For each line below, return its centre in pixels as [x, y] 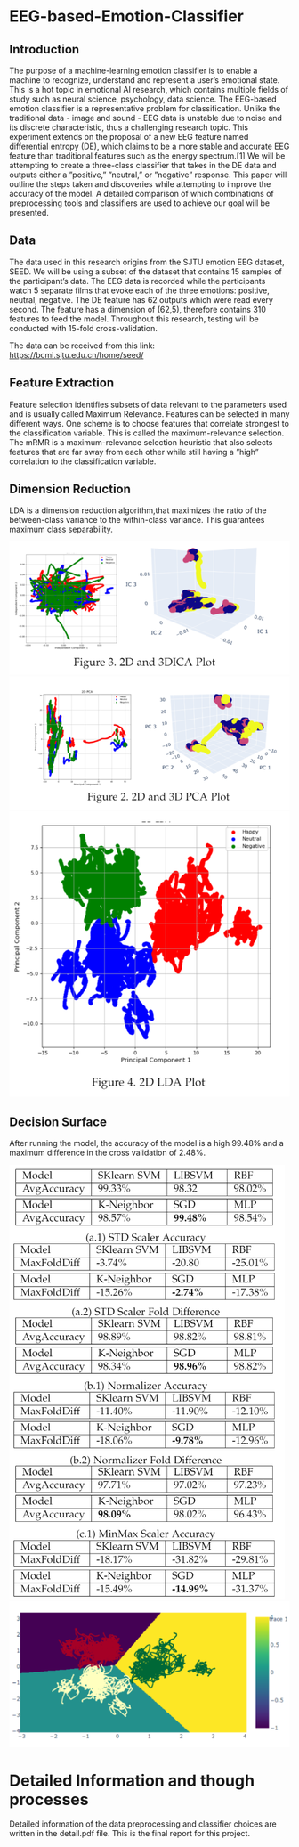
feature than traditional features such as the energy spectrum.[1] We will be [147, 156]
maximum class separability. [61, 529]
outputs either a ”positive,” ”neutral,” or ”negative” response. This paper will [148, 175]
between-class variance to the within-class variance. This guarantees [137, 520]
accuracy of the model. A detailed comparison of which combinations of [141, 194]
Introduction [44, 49]
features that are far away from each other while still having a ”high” [134, 452]
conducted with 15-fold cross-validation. [83, 328]
